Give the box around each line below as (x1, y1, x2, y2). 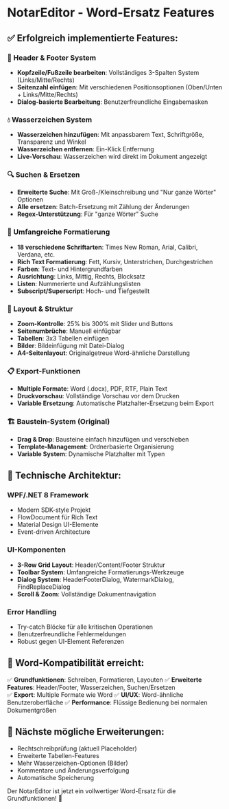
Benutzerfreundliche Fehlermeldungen (16, 629, 127, 638)
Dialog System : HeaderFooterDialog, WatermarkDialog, (16, 575, 175, 583)
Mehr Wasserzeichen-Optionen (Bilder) (16, 759, 128, 767)
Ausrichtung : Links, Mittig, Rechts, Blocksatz (16, 272, 145, 280)
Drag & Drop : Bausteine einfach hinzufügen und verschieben (16, 435, 189, 443)
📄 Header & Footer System (7, 53, 97, 63)
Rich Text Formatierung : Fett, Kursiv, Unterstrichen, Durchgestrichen (16, 257, 213, 266)
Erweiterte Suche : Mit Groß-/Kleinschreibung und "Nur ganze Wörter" (16, 188, 217, 197)
